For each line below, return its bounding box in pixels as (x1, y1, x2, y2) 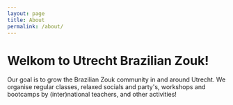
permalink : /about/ (7, 23, 64, 30)
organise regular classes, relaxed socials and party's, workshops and (7, 83, 206, 91)
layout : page (7, 10, 45, 17)
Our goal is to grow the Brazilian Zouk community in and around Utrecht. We (7, 75, 226, 84)
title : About (7, 17, 45, 23)
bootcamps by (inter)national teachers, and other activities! (7, 90, 177, 99)
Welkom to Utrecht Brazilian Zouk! (7, 52, 209, 68)
